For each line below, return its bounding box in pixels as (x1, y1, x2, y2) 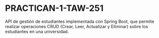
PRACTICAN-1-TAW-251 (5, 3, 104, 14)
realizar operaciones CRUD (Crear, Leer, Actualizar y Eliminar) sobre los (5, 23, 148, 29)
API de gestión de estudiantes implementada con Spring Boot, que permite (5, 19, 154, 24)
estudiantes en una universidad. (5, 28, 69, 34)
